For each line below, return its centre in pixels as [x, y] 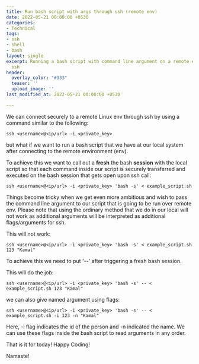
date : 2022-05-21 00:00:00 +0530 [47, 17]
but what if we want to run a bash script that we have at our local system [95, 145]
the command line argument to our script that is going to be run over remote [99, 203]
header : [16, 72]
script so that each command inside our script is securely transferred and [96, 169]
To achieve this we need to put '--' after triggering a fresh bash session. [94, 261]
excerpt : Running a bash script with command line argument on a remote [98, 61]
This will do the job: [30, 272]
